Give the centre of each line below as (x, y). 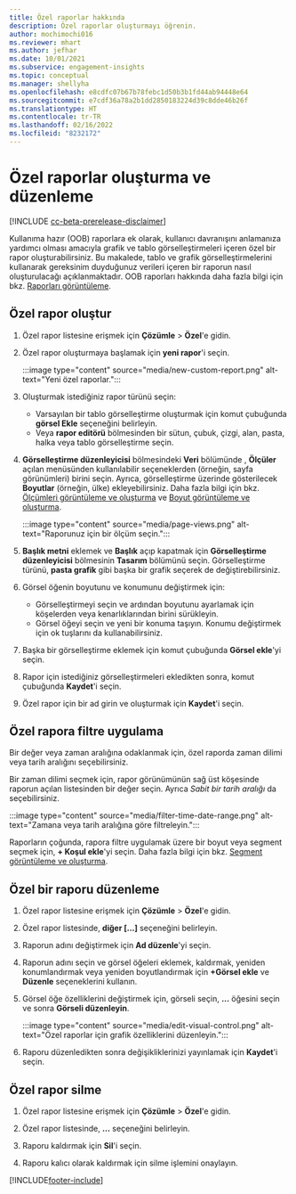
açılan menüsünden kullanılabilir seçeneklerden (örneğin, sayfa (137, 469)
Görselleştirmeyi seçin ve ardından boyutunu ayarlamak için (145, 604)
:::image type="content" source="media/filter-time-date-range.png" (134, 815)
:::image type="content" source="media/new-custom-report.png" (143, 370)
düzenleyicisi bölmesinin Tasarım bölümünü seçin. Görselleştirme (144, 560)
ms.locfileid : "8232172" (55, 134)
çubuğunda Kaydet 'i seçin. (72, 686)
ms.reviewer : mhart (45, 42)
